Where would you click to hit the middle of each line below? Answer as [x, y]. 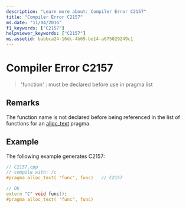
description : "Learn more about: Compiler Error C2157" [76, 11]
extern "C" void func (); [37, 194]
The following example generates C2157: [56, 156]
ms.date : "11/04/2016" [34, 22]
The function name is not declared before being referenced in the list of [93, 117]
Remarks [23, 103]
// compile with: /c [32, 172]
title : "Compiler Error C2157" [45, 17]
